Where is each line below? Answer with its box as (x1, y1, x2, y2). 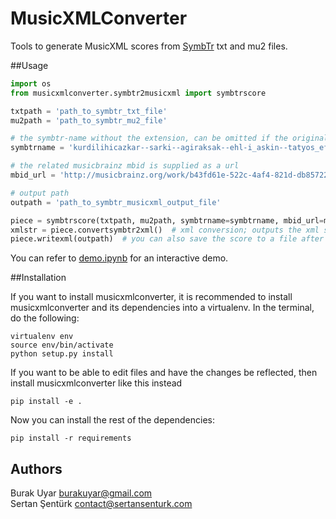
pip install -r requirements (10, 433, 132, 444)
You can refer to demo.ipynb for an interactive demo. (10, 252, 229, 264)
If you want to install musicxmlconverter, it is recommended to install (10, 291, 293, 303)
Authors (10, 460, 63, 477)
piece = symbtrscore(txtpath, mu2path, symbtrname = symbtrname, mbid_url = (10, 215, 325, 226)
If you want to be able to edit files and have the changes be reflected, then (10, 367, 318, 379)
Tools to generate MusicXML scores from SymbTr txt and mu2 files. (10, 40, 288, 52)
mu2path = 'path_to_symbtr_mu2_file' (10, 115, 168, 126)
